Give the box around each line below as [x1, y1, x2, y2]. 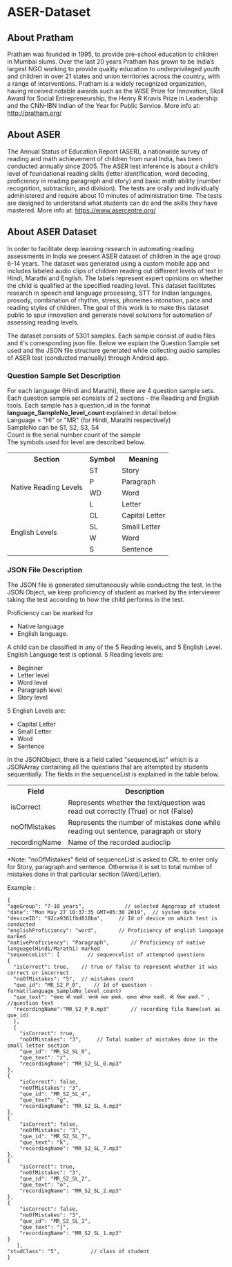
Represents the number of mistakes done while [68, 818, 221, 828]
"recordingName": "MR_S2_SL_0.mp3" [19, 1060, 122, 1068]
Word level [17, 679, 48, 687]
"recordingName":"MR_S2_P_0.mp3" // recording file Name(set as [13, 1006, 221, 1013]
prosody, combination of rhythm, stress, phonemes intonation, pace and [7, 295, 213, 304]
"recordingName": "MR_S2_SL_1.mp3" [19, 1230, 122, 1237]
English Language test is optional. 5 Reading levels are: [7, 650, 164, 659]
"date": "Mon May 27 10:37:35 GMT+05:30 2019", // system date [7, 909, 196, 916]
